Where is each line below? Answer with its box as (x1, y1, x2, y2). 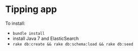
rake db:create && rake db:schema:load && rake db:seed (12, 41, 133, 46)
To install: (5, 20, 25, 26)
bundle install (12, 31, 45, 36)
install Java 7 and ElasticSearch (12, 35, 79, 41)
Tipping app (5, 4, 57, 15)
